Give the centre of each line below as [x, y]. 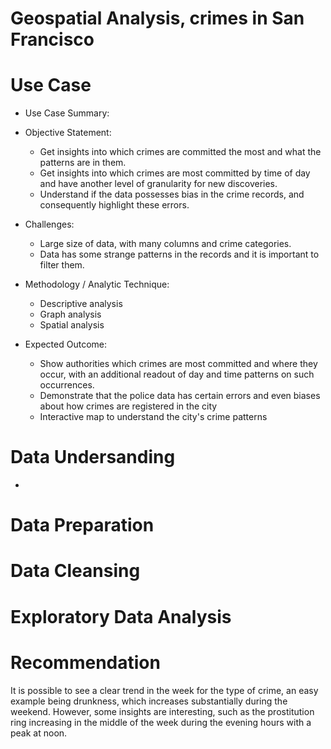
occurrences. [67, 385]
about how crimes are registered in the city [128, 406]
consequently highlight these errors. [114, 205]
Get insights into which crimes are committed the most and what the [180, 152]
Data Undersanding [93, 457]
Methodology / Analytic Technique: [97, 284]
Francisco [52, 39]
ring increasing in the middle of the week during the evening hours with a [161, 722]
